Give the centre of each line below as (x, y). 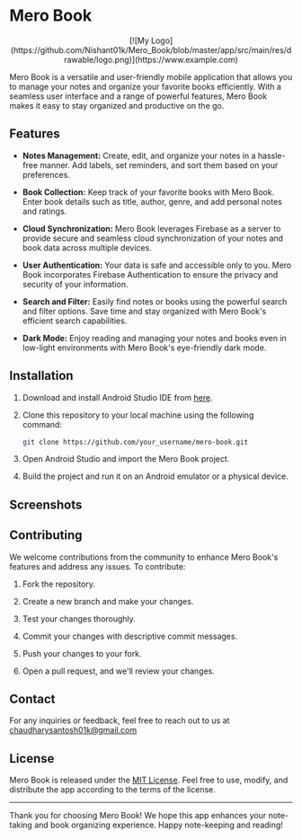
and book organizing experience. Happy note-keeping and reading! (159, 825)
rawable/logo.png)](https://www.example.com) (151, 59)
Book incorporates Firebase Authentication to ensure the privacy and (150, 274)
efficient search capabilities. (75, 321)
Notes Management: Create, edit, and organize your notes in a (139, 155)
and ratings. (44, 211)
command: (42, 424)
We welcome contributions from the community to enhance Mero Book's (144, 557)
